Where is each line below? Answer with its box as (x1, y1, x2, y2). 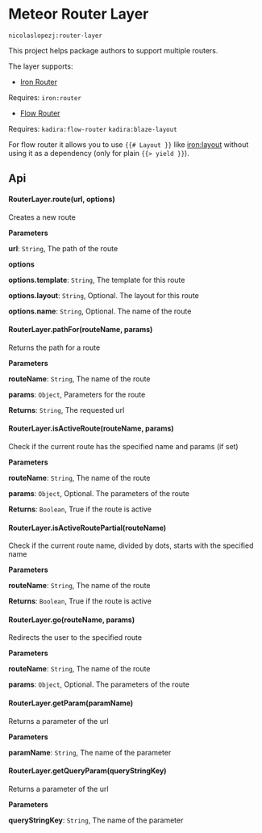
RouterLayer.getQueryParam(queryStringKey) (8, 766, 167, 776)
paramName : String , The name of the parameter (8, 747, 172, 757)
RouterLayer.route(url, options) (8, 194, 115, 204)
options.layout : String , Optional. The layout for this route (8, 290, 199, 300)
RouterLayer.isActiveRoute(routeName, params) (8, 423, 175, 433)
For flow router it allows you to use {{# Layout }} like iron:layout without (8, 139, 249, 149)
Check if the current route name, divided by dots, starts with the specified (8, 541, 254, 550)
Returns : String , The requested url (8, 405, 125, 414)
